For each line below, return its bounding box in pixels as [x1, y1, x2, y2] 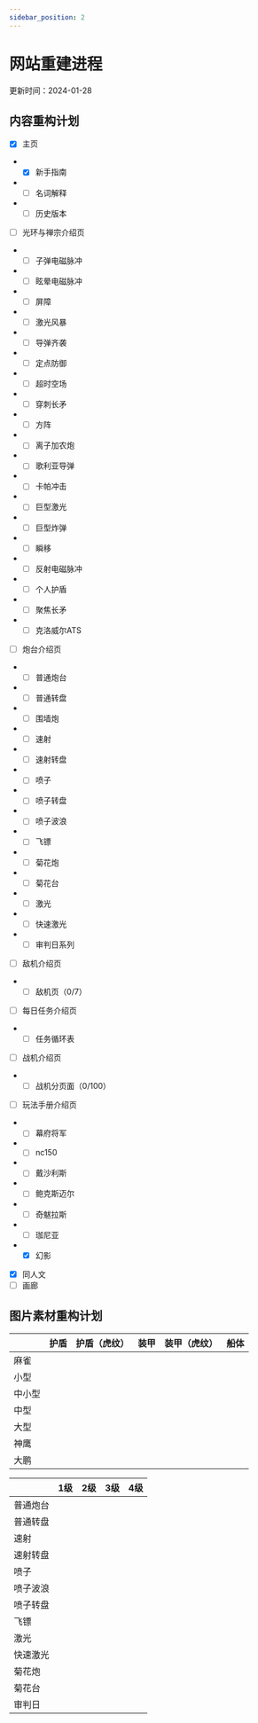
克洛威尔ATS [35, 624, 82, 635]
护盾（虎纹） [75, 1336, 130, 1349]
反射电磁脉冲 [35, 563, 82, 574]
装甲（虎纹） [164, 1336, 219, 1349]
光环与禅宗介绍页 [21, 227, 85, 238]
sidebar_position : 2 [9, 12, 86, 22]
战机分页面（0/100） [35, 1081, 111, 1092]
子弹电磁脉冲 [35, 255, 82, 266]
